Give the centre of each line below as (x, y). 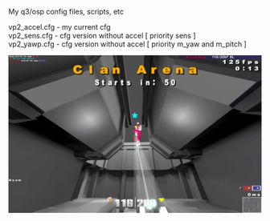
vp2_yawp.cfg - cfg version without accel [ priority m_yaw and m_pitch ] (127, 44)
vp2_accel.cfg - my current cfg (59, 27)
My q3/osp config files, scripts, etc (66, 12)
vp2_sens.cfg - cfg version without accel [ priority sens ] (102, 36)
